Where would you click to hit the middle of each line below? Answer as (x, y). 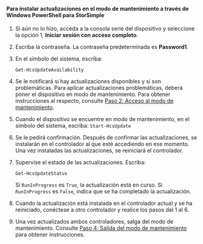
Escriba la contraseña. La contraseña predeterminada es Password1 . (102, 47)
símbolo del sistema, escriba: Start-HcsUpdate (73, 126)
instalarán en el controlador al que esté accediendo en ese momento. (102, 144)
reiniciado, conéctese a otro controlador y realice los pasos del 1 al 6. (102, 210)
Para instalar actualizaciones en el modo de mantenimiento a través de (98, 9)
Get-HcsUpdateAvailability (49, 70)
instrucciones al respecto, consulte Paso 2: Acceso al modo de (94, 101)
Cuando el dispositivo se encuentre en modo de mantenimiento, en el (102, 119)
